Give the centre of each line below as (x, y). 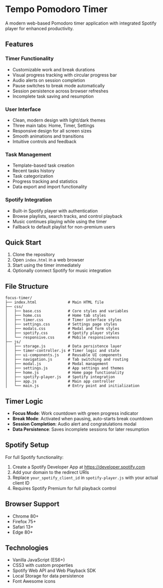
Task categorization (33, 176)
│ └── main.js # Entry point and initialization (72, 386)
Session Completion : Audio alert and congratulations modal (74, 424)
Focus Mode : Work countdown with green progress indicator (75, 413)
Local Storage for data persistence (48, 576)
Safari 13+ (23, 527)
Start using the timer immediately (46, 265)
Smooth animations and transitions (48, 136)
